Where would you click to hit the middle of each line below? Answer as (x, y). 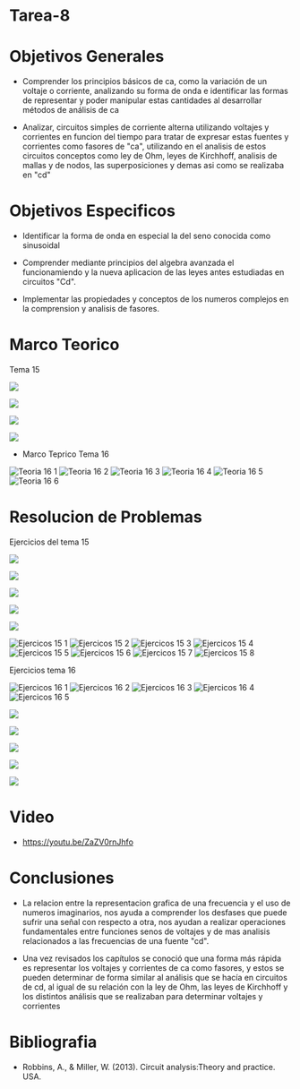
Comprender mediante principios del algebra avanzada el (128, 263)
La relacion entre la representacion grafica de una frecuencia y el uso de (156, 903)
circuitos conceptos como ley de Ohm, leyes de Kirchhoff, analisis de (150, 156)
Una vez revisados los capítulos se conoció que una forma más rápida (152, 958)
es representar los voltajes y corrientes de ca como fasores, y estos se (153, 967)
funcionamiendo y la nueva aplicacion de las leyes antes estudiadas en (153, 272)
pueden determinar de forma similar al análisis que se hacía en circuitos (155, 977)
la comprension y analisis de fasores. (90, 309)
